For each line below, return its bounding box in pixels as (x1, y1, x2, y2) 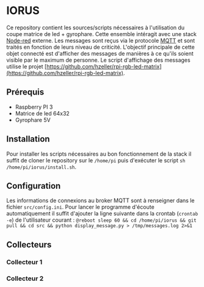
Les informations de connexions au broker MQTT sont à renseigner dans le (6, 197, 195, 205)
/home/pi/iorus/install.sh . (6, 163, 77, 170)
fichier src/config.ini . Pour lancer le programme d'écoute (6, 203, 155, 211)
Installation (6, 134, 50, 144)
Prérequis (6, 87, 45, 98)
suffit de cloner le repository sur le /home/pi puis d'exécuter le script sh (6, 156, 186, 164)
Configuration (6, 181, 61, 191)
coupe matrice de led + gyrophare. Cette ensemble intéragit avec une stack (6, 30, 197, 37)
